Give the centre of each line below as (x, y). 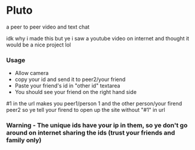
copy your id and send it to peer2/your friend (70, 79)
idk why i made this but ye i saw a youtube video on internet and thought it (98, 38)
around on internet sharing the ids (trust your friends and (91, 133)
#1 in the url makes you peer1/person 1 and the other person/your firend (94, 104)
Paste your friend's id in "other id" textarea (67, 86)
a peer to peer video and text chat (48, 27)
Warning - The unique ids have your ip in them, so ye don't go (97, 126)
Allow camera (32, 73)
